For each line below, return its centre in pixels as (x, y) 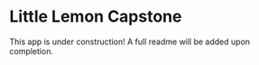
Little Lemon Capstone (96, 17)
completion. (32, 51)
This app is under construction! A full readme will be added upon (130, 42)
